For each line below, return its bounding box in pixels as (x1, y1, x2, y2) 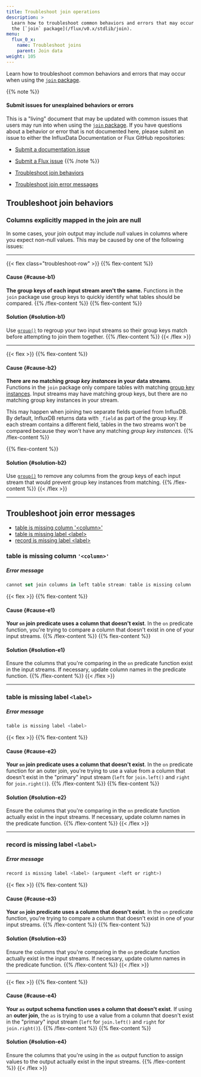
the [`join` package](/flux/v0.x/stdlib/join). (11, 25, 133, 32)
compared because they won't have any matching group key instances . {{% (6, 427, 194, 435)
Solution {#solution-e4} (6, 1038, 67, 1045)
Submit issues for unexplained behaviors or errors (6, 101, 134, 109)
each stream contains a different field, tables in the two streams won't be (6, 421, 187, 428)
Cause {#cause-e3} (6, 895, 57, 902)
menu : (6, 31, 20, 37)
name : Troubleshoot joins (17, 43, 82, 49)
